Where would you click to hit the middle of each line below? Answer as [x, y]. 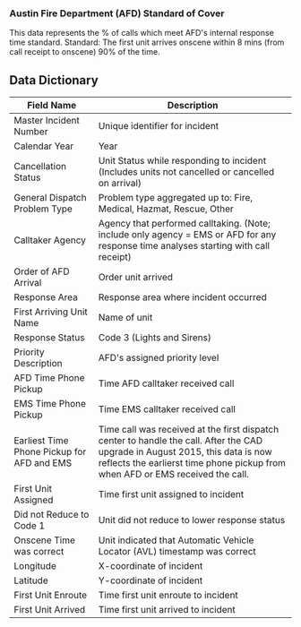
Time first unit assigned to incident [171, 494]
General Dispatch [50, 198]
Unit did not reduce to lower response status [192, 520]
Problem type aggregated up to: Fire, [176, 198]
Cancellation [40, 167]
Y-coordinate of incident [150, 580]
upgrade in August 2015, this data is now [185, 452]
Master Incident [47, 121]
